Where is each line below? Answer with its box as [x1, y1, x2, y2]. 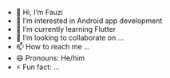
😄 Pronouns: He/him [15, 53, 85, 63]
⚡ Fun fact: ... [15, 62, 60, 72]
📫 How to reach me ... [15, 42, 90, 51]
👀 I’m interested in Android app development [15, 16, 163, 25]
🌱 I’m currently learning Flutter [15, 25, 117, 33]
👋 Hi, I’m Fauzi [15, 8, 64, 17]
